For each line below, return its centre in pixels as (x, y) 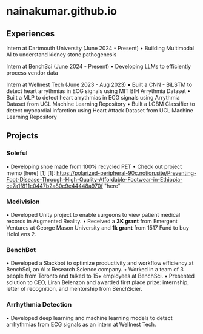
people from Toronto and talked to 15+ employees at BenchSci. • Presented (101, 276)
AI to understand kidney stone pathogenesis (62, 55)
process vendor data (32, 73)
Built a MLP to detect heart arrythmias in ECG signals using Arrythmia (93, 97)
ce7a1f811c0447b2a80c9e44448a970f (55, 186)
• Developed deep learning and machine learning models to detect (89, 318)
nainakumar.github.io (62, 11)
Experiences (31, 34)
